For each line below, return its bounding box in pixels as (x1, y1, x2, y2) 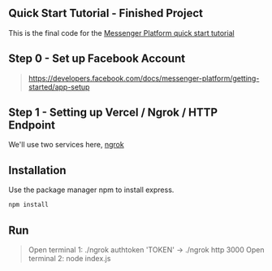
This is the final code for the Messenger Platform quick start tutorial (8, 28, 235, 37)
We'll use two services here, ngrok (8, 140, 124, 150)
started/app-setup (28, 81, 90, 92)
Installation (8, 163, 67, 177)
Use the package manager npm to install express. (8, 185, 175, 195)
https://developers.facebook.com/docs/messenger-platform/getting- (28, 73, 260, 83)
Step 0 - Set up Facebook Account (8, 52, 185, 66)
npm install (8, 201, 49, 209)
